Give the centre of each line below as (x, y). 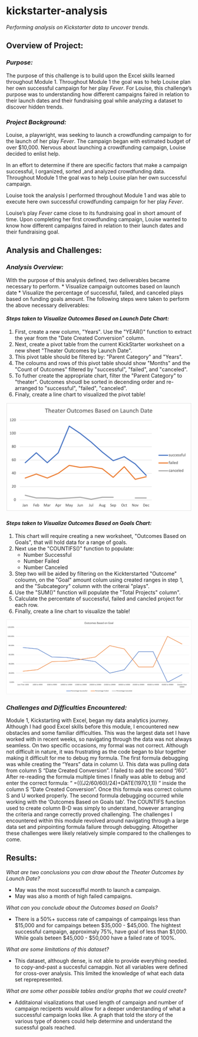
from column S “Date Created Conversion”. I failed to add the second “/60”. (97, 770)
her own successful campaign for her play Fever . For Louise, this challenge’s (99, 88)
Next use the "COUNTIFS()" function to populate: (74, 549)
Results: (22, 858)
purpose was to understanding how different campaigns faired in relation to (98, 94)
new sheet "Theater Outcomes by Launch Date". (73, 350)
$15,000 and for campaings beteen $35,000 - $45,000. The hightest (98, 925)
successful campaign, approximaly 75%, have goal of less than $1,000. (101, 931)
